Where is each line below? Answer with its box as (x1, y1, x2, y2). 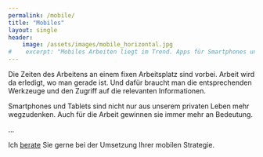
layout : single (8, 26, 58, 34)
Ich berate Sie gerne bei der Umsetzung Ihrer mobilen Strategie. (8, 141, 215, 149)
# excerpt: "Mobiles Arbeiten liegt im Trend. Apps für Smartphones (8, 48, 247, 56)
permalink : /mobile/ (8, 11, 76, 20)
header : (8, 33, 34, 42)
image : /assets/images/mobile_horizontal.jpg (22, 41, 174, 49)
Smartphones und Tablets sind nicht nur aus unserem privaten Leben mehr (8, 101, 250, 111)
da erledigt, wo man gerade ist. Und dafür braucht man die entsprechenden (8, 78, 252, 87)
